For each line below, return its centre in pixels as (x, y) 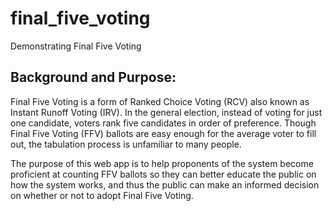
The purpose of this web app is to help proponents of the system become (162, 163)
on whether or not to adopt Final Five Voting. (102, 195)
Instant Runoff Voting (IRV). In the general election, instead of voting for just (166, 112)
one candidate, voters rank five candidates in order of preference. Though (163, 123)
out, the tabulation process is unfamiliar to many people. (126, 144)
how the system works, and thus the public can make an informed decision (165, 184)
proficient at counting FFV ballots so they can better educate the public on (163, 174)
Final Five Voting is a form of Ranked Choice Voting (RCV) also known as (160, 101)
